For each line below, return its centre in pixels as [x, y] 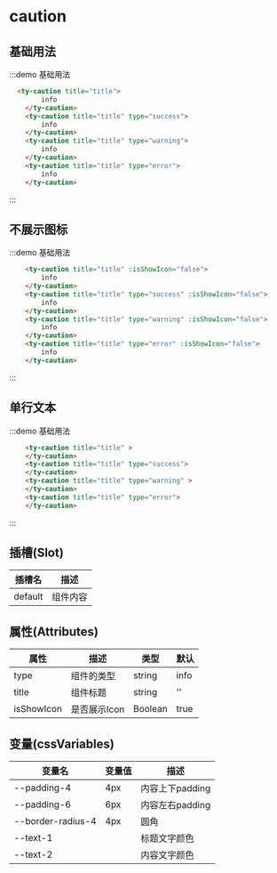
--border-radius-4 [55, 821]
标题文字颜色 [167, 838]
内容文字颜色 [167, 855]
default [28, 596]
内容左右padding [176, 805]
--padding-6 [43, 804]
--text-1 [33, 838]
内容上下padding [176, 788]
